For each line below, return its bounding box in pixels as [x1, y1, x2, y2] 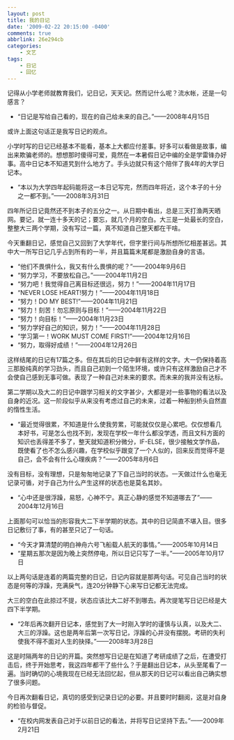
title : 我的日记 [7, 17, 50, 24]
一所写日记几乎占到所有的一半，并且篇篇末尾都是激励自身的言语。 [19, 247, 209, 255]
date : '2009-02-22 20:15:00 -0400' [7, 23, 111, 30]
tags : [7, 56, 23, 63]
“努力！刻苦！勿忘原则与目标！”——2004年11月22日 [17, 305, 167, 314]
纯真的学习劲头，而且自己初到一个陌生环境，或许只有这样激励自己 [25, 364, 214, 372]
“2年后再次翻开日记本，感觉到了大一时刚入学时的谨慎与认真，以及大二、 [17, 619, 226, 628]
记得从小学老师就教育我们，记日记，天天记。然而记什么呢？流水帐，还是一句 [7, 89, 227, 97]
